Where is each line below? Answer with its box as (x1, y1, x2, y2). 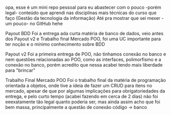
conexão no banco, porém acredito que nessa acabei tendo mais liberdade (5, 62, 163, 68)
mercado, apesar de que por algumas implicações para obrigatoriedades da (5, 88, 165, 94)
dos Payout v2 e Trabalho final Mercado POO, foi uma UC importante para (5, 36, 161, 42)
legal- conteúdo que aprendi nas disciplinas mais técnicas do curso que (5, 10, 157, 16)
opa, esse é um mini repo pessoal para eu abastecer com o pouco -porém (5, 5, 162, 10)
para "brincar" (5, 67, 36, 73)
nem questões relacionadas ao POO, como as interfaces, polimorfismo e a (5, 56, 162, 63)
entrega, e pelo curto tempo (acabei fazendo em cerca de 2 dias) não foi (5, 94, 158, 99)
